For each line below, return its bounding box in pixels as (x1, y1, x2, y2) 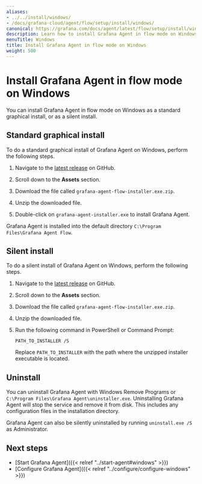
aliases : (6, 8, 28, 15)
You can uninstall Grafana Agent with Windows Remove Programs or (6, 389, 176, 396)
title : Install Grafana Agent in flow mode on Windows (6, 43, 147, 49)
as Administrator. (6, 426, 49, 433)
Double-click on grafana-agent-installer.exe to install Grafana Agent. (14, 211, 191, 218)
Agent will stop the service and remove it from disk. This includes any (6, 401, 179, 408)
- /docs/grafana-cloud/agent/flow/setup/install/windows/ (6, 20, 155, 26)
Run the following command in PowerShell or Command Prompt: (14, 327, 174, 334)
